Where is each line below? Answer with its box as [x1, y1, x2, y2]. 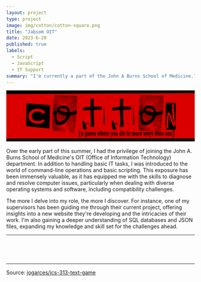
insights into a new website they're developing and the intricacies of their [6, 210, 187, 217]
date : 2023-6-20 [6, 35, 47, 41]
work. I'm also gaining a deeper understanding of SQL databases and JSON [6, 217, 193, 224]
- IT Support [11, 67, 44, 73]
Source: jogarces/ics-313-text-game [6, 269, 96, 276]
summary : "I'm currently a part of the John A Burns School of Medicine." [6, 73, 197, 79]
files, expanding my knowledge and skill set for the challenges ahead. [6, 223, 178, 230]
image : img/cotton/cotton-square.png [6, 22, 100, 28]
